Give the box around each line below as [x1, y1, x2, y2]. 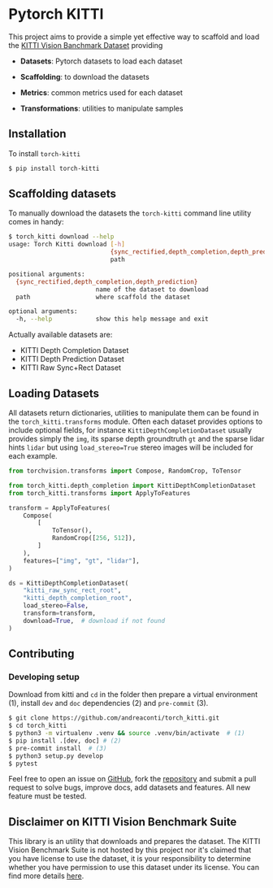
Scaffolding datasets [8, 187, 116, 201]
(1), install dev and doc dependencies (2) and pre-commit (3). [8, 699, 209, 708]
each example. [8, 451, 58, 460]
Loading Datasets [8, 386, 100, 400]
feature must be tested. [8, 791, 87, 801]
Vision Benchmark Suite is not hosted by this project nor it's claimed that [8, 845, 252, 855]
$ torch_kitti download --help [8, 233, 115, 241]
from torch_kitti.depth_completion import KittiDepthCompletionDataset [8, 481, 256, 490]
